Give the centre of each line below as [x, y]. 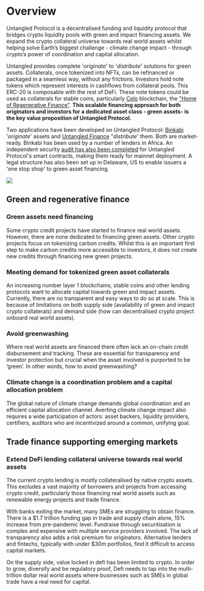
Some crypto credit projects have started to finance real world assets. [94, 230]
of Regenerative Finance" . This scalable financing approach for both [93, 105]
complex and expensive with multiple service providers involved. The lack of [102, 531]
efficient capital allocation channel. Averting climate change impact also [97, 409]
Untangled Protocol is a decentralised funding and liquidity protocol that [97, 28]
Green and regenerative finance [68, 200]
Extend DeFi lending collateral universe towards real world [94, 459]
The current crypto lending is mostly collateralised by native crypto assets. [100, 480]
